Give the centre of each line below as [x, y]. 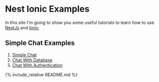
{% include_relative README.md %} [41, 75]
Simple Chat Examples [40, 43]
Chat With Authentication [37, 65]
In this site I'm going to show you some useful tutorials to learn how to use [80, 22]
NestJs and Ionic [22, 27]
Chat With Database [32, 60]
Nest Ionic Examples [47, 9]
